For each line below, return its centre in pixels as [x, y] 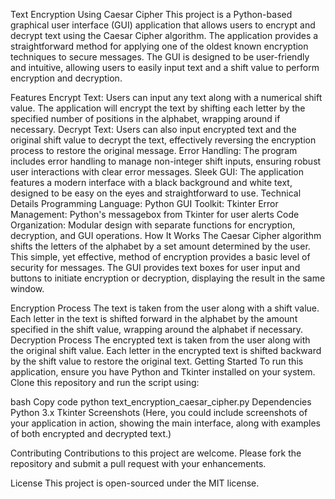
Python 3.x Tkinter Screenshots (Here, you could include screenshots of [159, 412]
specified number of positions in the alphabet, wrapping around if [145, 118]
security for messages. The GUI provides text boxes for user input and [155, 267]
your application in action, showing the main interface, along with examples [165, 423]
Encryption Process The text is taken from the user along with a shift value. [165, 308]
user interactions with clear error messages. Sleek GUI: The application [157, 172]
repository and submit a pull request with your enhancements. [138, 463]
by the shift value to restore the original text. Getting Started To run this [157, 361]
